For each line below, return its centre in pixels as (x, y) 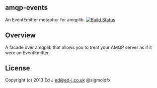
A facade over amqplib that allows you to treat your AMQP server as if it (78, 47)
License (18, 68)
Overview (21, 36)
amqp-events (27, 8)
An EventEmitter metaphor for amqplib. (45, 19)
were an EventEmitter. (28, 52)
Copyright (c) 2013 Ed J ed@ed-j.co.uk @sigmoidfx (58, 80)
